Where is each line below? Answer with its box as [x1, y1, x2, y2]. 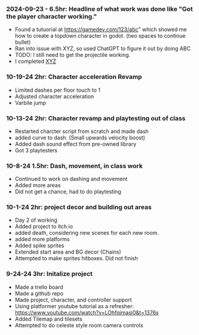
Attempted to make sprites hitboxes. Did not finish [14, 255, 139, 262]
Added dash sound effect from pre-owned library [14, 140, 136, 147]
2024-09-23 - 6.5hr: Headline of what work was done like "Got [6, 5, 193, 13]
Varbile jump [14, 99, 47, 106]
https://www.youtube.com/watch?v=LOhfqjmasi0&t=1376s [14, 309, 160, 316]
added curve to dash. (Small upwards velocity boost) [14, 134, 145, 141]
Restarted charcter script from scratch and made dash [14, 128, 149, 135]
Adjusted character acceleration [14, 92, 94, 100]
